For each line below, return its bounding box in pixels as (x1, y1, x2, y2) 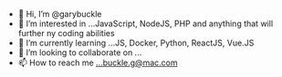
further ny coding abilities (17, 28, 116, 38)
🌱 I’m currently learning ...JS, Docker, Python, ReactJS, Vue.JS (17, 37, 255, 48)
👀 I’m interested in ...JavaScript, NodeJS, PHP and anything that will (17, 18, 274, 29)
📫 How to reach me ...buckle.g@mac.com (17, 57, 178, 68)
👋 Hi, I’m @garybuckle (17, 9, 102, 19)
